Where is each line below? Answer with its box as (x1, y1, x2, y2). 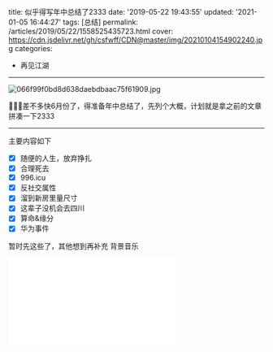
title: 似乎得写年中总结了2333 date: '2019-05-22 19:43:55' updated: (8, 7, 234, 16)
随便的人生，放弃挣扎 (19, 154, 92, 163)
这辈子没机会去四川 (19, 203, 85, 213)
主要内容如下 (8, 137, 51, 146)
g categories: (8, 44, 53, 53)
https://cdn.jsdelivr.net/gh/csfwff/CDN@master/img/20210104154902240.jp (8, 35, 262, 45)
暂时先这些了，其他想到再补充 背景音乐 (8, 241, 139, 250)
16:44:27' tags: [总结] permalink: (29, 17, 138, 27)
